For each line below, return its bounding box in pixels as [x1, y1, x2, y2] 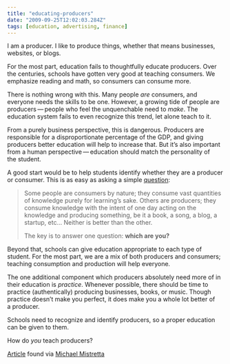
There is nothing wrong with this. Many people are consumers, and [7, 90, 198, 99]
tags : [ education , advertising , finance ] [7, 23, 128, 30]
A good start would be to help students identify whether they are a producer [7, 168, 224, 176]
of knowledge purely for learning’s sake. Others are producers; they [23, 196, 217, 205]
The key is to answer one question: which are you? [23, 232, 170, 240]
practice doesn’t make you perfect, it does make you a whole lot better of [7, 295, 216, 303]
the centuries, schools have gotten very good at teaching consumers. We [7, 70, 216, 78]
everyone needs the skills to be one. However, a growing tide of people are [7, 98, 220, 106]
